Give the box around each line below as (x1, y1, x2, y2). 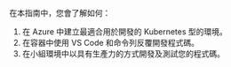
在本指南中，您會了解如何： (9, 8, 111, 18)
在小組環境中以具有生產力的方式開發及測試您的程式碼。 (21, 48, 225, 59)
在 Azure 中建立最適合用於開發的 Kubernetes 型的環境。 (21, 26, 228, 37)
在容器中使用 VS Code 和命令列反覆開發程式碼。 (21, 38, 200, 48)
